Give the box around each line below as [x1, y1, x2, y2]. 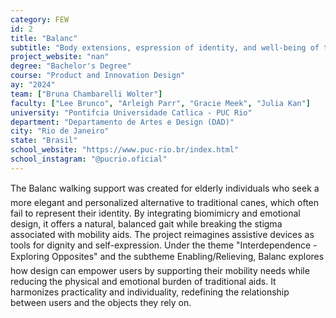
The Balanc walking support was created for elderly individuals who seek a [10, 182, 320, 194]
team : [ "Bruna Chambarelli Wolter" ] [10, 89, 163, 99]
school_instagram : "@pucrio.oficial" [10, 154, 168, 164]
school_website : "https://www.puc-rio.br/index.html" [10, 145, 240, 155]
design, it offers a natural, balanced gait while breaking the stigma [10, 217, 283, 230]
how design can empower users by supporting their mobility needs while [10, 264, 310, 276]
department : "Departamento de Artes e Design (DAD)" [10, 117, 235, 127]
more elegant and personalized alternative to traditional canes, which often [10, 196, 320, 208]
